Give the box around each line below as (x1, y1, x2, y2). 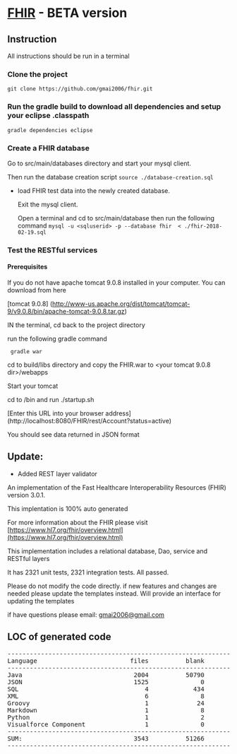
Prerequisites (7, 263, 48, 271)
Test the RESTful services (7, 245, 98, 255)
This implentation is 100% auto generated (7, 504, 128, 513)
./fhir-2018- (184, 223, 223, 230)
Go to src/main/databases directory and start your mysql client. (7, 159, 192, 167)
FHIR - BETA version (7, 5, 128, 21)
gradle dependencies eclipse (7, 126, 93, 134)
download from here (7, 286, 67, 295)
